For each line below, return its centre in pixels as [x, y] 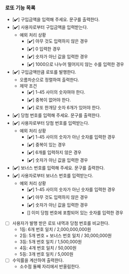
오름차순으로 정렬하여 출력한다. [49, 80]
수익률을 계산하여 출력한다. [38, 260]
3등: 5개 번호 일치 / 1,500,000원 [51, 242]
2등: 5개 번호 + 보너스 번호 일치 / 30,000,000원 [65, 235]
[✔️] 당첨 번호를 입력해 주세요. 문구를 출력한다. [56, 115]
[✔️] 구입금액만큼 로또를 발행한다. [44, 72]
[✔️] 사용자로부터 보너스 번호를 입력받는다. [53, 176]
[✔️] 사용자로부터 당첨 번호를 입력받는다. [51, 123]
